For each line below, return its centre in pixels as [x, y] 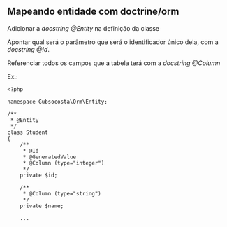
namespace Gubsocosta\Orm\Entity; [58, 102]
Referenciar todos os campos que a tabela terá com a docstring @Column [114, 63]
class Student [28, 132]
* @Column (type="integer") [64, 163]
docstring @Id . [29, 49]
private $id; [39, 175]
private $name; [42, 206]
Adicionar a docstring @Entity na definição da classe [83, 28]
